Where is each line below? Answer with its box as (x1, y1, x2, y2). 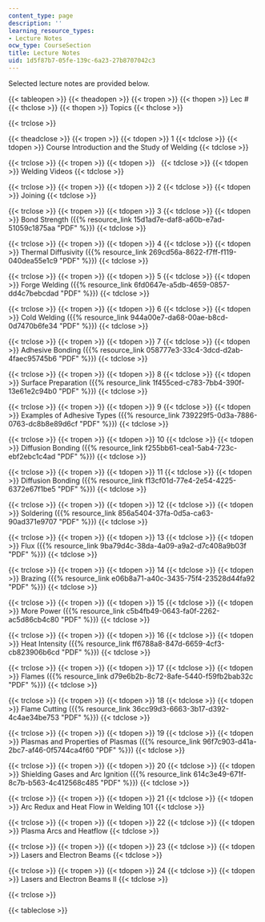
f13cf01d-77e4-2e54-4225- (145, 475, 237, 485)
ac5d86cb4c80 (8, 614, 60, 624)
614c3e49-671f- (193, 769, 247, 779)
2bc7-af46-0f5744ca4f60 (8, 745, 94, 755)
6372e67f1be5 (8, 483, 56, 494)
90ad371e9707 (8, 516, 58, 526)
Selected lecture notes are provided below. (8, 78, 150, 88)
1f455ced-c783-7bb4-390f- (151, 377, 245, 387)
